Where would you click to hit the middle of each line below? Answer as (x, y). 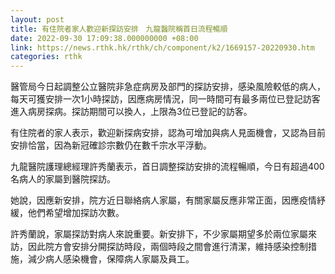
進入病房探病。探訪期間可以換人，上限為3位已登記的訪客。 (131, 112)
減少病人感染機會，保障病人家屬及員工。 (111, 259)
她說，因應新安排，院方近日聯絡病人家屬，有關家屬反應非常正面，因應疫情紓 (168, 200)
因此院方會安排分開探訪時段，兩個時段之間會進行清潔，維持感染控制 (167, 247)
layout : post (37, 19)
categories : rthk (46, 57)
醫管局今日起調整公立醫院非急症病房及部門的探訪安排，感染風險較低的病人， (168, 87)
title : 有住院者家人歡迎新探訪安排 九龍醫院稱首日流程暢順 (119, 29)
